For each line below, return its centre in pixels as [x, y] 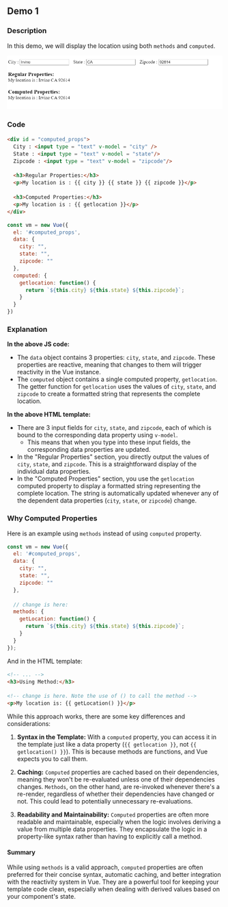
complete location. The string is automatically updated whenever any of [118, 494]
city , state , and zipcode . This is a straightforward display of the [106, 464]
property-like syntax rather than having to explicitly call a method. [110, 836]
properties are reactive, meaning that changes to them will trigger [109, 365]
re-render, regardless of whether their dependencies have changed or [116, 794]
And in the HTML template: [45, 661]
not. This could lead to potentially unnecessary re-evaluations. [105, 801]
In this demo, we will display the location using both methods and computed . [111, 46]
